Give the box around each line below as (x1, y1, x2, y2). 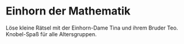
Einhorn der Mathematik (5, 4, 131, 18)
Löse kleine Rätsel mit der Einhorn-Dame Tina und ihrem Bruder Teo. (5, 24, 179, 31)
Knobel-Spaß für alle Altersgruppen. (5, 30, 97, 37)
